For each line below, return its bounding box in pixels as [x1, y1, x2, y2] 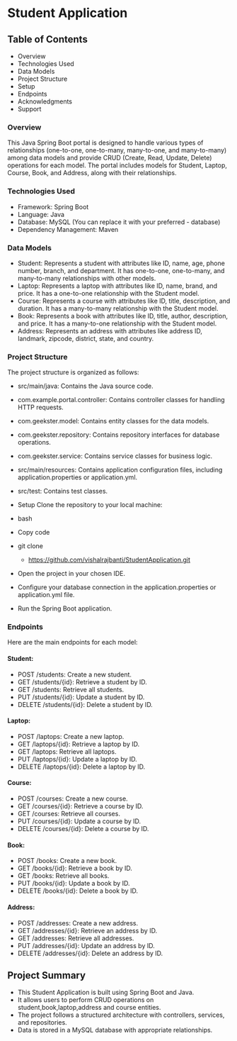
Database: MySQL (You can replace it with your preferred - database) [17, 218, 221, 226]
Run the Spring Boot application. [17, 604, 112, 613]
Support [17, 105, 42, 113]
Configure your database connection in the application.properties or [17, 583, 216, 591]
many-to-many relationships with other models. [17, 274, 156, 282]
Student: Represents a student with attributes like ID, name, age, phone [17, 259, 225, 267]
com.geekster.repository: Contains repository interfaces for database [17, 430, 220, 439]
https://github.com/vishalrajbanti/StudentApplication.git [28, 555, 191, 564]
